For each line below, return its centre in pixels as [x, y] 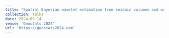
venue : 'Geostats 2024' [30, 23]
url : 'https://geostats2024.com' [40, 28]
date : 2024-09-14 [23, 19]
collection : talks [24, 14]
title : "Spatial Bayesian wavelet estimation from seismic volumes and [82, 10]
